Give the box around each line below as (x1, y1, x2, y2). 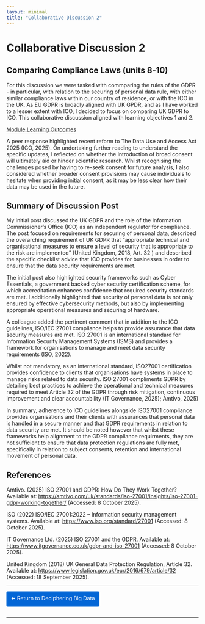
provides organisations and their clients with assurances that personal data (6, 413, 195, 421)
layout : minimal (6, 9, 48, 15)
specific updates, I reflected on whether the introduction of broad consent (6, 150, 193, 158)
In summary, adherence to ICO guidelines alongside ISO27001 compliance (6, 407, 193, 414)
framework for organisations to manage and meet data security (6, 344, 166, 352)
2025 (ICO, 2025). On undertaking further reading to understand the (6, 144, 178, 151)
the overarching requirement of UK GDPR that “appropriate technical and (6, 236, 190, 244)
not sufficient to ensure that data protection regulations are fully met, (6, 439, 180, 446)
